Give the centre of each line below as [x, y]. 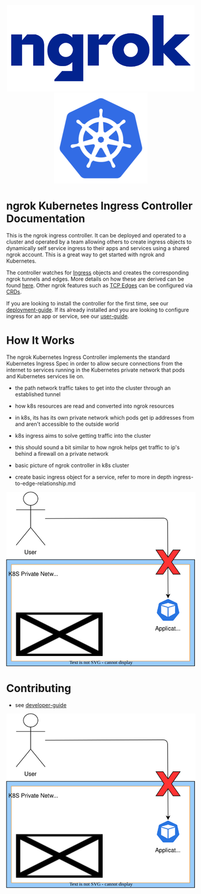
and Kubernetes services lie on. [45, 376]
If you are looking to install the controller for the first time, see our [88, 303]
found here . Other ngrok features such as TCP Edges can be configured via [100, 285]
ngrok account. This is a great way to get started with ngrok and [85, 254]
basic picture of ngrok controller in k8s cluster [72, 465]
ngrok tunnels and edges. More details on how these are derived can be [95, 279]
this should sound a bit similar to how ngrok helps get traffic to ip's [97, 447]
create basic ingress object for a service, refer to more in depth [93, 477]
